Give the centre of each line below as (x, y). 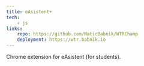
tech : (13, 17)
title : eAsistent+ (29, 12)
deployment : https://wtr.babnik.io (61, 40)
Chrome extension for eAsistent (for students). (64, 57)
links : (14, 28)
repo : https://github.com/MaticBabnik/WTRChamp (77, 34)
